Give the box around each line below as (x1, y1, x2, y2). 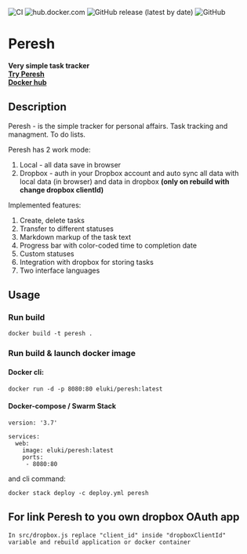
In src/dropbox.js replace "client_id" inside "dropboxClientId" (8, 531, 226, 539)
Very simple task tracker (8, 61, 90, 70)
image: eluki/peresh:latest (22, 446, 114, 454)
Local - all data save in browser (19, 160, 122, 169)
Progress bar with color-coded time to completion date (19, 240, 198, 250)
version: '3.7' (8, 419, 58, 427)
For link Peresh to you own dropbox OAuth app (8, 511, 240, 524)
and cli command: (8, 474, 67, 483)
